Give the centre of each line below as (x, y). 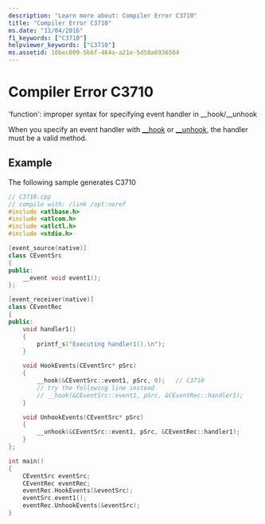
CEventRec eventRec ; (57, 483)
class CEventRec (35, 307)
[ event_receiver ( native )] (51, 299)
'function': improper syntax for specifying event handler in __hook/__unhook (132, 114)
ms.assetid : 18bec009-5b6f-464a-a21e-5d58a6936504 (94, 53)
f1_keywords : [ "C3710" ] (48, 38)
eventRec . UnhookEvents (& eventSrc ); (82, 506)
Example (30, 163)
